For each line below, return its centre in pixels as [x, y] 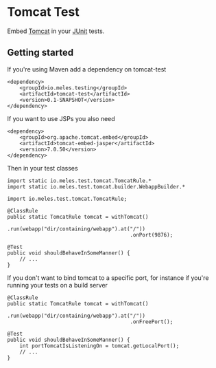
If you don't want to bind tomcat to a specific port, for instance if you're [108, 278]
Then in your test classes [43, 168]
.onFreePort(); [152, 322]
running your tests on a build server [58, 285]
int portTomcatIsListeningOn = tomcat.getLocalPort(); [99, 346]
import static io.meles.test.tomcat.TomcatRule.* [80, 181]
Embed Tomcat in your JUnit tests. [56, 31]
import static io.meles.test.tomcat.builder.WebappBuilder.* [96, 186]
